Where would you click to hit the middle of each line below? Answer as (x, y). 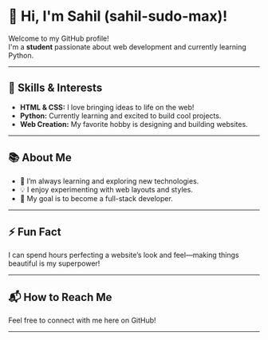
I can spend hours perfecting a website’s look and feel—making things (124, 255)
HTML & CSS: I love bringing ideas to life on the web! (107, 107)
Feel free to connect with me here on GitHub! (83, 320)
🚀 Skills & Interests (55, 88)
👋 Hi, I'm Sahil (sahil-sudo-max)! (118, 16)
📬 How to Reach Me (60, 297)
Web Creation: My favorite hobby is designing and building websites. (134, 124)
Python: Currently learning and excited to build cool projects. (120, 116)
